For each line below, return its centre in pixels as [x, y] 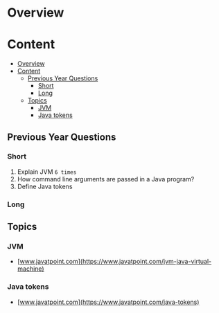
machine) [30, 269]
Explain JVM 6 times [47, 172]
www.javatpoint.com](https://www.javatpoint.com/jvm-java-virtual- [116, 262]
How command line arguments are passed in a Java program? [106, 179]
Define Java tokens [45, 186]
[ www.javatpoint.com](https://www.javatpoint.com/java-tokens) [108, 302]
